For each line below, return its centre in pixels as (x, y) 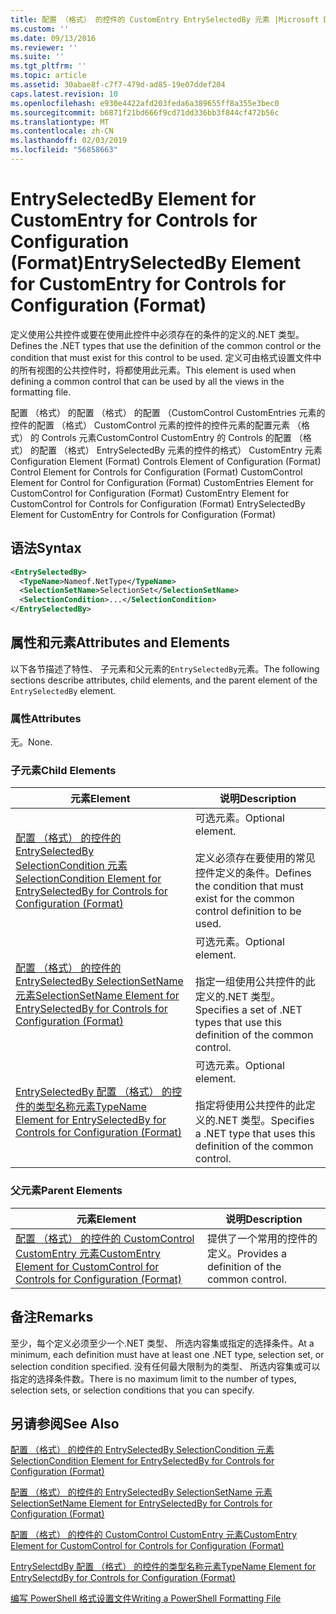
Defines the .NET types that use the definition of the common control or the (166, 345)
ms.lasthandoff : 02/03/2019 (69, 141)
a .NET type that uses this (255, 1134)
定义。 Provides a (246, 1253)
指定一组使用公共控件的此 (255, 982)
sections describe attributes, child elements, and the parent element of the (164, 680)
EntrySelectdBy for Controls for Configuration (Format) (123, 1578)
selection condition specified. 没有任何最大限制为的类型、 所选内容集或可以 (165, 1366)
